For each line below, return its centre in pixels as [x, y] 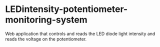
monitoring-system [46, 20]
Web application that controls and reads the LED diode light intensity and [80, 33]
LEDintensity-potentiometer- [66, 9]
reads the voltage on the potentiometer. [46, 39]
